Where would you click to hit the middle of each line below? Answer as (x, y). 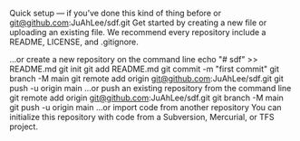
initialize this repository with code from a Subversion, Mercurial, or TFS (142, 117)
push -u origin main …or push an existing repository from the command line (150, 88)
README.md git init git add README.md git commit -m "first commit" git (144, 69)
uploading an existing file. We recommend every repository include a (138, 32)
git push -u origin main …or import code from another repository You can (146, 107)
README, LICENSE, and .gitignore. (74, 42)
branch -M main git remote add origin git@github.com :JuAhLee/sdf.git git (146, 79)
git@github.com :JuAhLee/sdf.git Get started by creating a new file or (138, 23)
